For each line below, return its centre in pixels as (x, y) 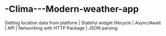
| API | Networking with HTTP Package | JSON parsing (61, 28)
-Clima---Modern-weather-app (72, 9)
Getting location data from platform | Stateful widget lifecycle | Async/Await (83, 23)
